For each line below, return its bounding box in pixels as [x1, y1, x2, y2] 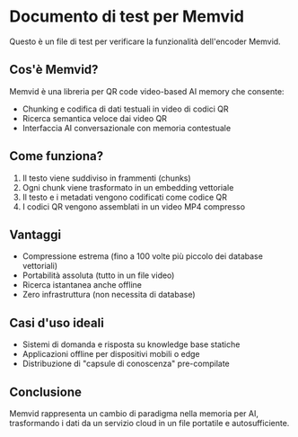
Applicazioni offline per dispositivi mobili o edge [22, 349, 200, 360]
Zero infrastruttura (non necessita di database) [22, 290, 196, 300]
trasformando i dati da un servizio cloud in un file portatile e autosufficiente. [9, 418, 290, 428]
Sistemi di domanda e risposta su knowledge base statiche [22, 339, 241, 350]
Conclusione [9, 384, 83, 399]
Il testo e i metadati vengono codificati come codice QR [22, 192, 227, 202]
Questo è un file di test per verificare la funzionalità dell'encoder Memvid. [9, 36, 281, 47]
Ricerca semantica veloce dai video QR [22, 112, 168, 123]
